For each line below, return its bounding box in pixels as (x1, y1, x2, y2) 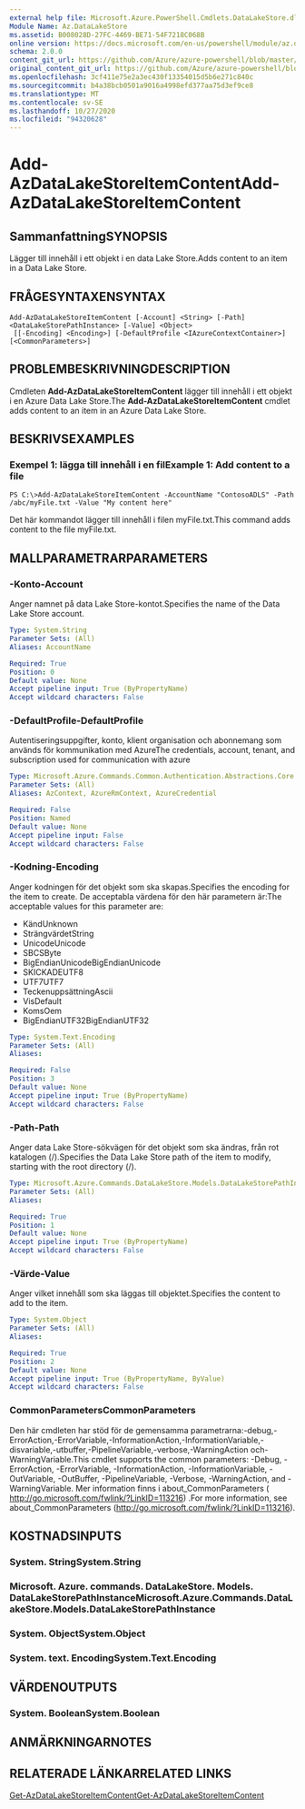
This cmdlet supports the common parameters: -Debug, (73, 1453, 282, 1464)
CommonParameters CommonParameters (9, 1404, 197, 1417)
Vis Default (22, 995, 62, 1006)
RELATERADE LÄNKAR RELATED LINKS (9, 1765, 232, 1781)
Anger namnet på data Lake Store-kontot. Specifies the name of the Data (9, 598, 280, 609)
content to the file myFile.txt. (9, 524, 117, 535)
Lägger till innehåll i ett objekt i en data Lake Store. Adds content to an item (9, 253, 288, 264)
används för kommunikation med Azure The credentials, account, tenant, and (9, 745, 296, 756)
